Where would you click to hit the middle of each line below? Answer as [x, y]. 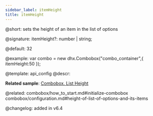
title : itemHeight [24, 15]
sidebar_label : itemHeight [34, 10]
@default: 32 [19, 48]
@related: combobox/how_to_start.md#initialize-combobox [67, 93]
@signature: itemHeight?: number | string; [49, 39]
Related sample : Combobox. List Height [47, 83]
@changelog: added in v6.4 [34, 108]
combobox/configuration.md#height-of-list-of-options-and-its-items [77, 98]
